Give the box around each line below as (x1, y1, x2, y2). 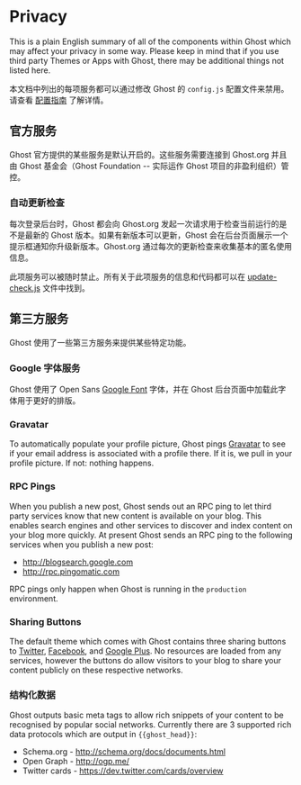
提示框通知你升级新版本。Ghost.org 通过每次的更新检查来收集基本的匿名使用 (9, 241, 293, 252)
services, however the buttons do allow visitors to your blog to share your (9, 655, 281, 666)
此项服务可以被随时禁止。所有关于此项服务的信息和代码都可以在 (9, 272, 245, 283)
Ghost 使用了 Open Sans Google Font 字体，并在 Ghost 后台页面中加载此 (9, 384, 279, 395)
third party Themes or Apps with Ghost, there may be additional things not (9, 55, 285, 66)
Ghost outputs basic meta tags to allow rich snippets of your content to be (9, 709, 285, 721)
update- (246, 272, 278, 283)
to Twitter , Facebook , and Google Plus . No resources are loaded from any (9, 645, 281, 656)
